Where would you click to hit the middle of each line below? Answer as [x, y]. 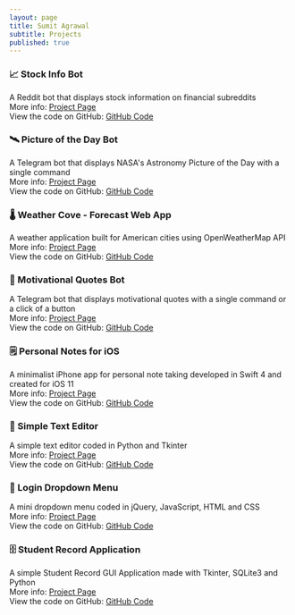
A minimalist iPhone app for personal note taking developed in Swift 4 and [145, 374]
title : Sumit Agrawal [50, 26]
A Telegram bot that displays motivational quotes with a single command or [148, 299]
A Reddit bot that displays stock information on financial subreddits [133, 97]
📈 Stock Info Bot [46, 74]
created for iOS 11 [42, 383]
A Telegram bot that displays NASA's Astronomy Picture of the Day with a [144, 163]
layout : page [34, 17]
